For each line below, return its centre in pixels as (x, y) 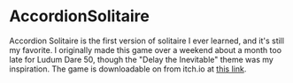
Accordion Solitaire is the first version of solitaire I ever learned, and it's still (147, 41)
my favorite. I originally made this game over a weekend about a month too (145, 49)
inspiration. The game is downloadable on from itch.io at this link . (128, 69)
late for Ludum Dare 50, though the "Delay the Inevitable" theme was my (142, 59)
